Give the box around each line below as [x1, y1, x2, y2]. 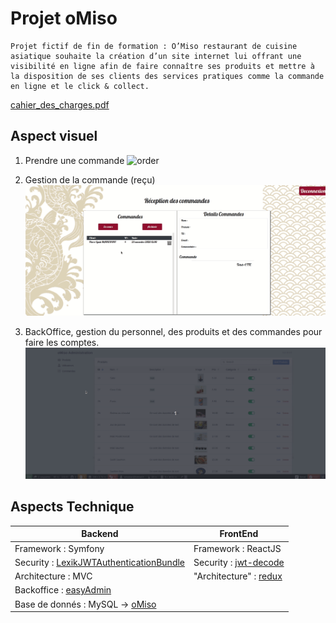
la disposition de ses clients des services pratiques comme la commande [10, 71, 325, 81]
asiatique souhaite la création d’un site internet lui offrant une [10, 51, 302, 61]
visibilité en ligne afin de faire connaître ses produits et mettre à [10, 61, 315, 71]
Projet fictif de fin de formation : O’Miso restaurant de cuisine [10, 41, 298, 51]
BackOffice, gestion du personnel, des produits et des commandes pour [24, 326, 323, 338]
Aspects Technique [10, 498, 135, 516]
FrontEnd [219, 528, 259, 540]
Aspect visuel [10, 128, 98, 145]
